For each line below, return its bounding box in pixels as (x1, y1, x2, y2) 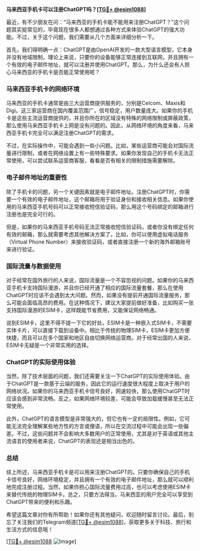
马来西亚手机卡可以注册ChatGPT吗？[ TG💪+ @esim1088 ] (6, 6, 146, 13)
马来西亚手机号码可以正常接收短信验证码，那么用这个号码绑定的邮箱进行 (16, 203, 194, 210)
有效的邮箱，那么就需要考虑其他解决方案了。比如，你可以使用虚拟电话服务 (6, 230, 189, 238)
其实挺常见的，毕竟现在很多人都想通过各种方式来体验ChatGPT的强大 (11, 26, 180, 33)
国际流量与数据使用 (6, 262, 61, 270)
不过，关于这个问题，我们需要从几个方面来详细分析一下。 (16, 33, 158, 41)
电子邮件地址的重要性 (6, 173, 67, 181)
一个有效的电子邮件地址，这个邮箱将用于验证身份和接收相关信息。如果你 (11, 195, 189, 202)
